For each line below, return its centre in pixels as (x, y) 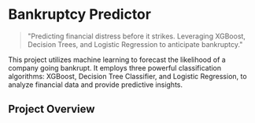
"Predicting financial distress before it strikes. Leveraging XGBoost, (137, 36)
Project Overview (52, 109)
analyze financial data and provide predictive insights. (96, 85)
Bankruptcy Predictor (80, 14)
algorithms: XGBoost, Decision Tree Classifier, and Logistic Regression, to (128, 76)
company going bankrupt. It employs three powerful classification (115, 67)
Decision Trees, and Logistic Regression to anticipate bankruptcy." (135, 44)
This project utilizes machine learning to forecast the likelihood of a (117, 60)
